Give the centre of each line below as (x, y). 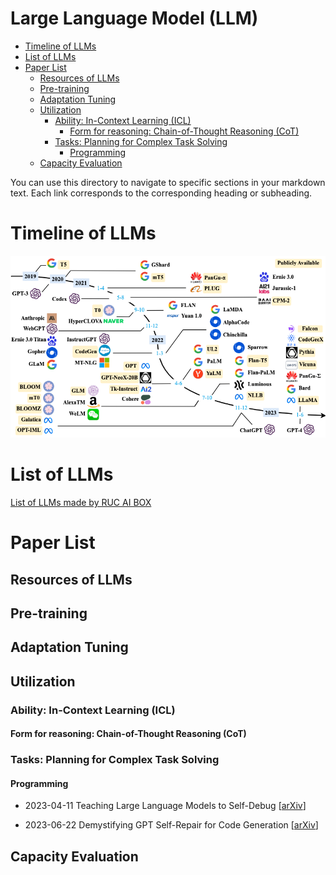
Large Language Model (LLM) (134, 18)
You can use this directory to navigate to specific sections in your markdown (168, 182)
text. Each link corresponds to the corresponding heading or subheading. (161, 193)
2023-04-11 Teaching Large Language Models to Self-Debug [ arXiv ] (165, 806)
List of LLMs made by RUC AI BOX (81, 502)
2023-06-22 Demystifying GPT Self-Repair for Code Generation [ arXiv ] (171, 825)
